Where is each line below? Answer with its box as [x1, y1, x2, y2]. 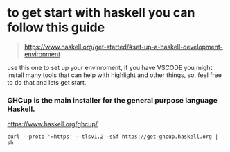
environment [24, 50, 61, 58]
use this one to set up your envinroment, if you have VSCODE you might [7, 63, 213, 71]
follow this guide [7, 19, 105, 35]
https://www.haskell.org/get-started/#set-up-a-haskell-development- [24, 42, 223, 51]
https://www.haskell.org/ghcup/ [7, 120, 98, 128]
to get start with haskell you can [7, 5, 195, 21]
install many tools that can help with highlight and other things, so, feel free [7, 71, 222, 79]
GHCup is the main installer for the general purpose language [7, 95, 218, 105]
